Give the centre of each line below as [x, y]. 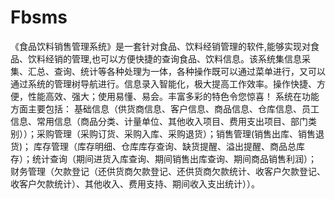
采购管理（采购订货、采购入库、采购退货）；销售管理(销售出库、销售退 [180, 133]
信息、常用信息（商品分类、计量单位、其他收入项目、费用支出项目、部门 [159, 121]
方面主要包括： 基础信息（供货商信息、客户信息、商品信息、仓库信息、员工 [165, 108]
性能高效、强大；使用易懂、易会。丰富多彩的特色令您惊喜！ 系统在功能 [173, 96]
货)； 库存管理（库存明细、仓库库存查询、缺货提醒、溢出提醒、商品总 [153, 146]
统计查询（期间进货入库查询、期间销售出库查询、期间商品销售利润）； [174, 158]
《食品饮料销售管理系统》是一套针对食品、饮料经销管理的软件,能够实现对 [161, 46]
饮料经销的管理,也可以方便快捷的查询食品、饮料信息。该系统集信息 [165, 58]
